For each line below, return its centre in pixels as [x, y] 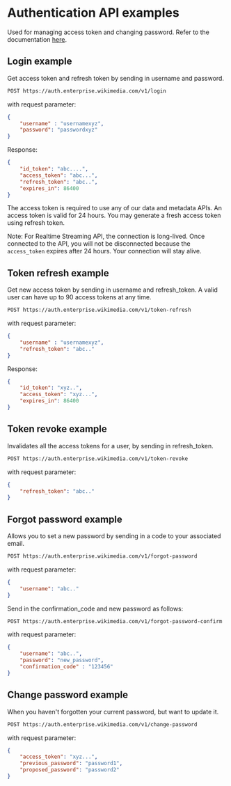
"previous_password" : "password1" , [71, 764]
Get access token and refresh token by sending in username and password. [116, 78]
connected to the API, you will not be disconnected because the [99, 244]
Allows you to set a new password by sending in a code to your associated [114, 536]
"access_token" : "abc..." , [59, 175]
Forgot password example [65, 519]
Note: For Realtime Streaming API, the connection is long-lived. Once [106, 236]
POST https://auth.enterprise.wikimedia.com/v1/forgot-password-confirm [115, 621]
